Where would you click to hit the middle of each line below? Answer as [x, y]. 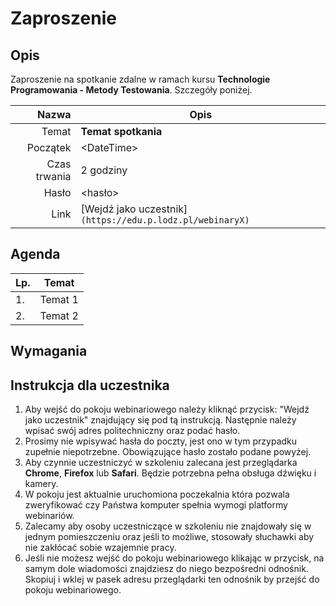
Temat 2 [59, 315]
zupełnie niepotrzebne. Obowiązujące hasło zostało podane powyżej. [168, 452]
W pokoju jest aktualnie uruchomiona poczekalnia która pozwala [157, 494]
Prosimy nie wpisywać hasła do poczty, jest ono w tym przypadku [161, 441]
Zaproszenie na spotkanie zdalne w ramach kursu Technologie [140, 79]
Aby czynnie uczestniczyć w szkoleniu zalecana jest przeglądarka [161, 463]
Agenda [35, 254]
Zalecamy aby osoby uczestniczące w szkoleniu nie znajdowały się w [168, 526]
